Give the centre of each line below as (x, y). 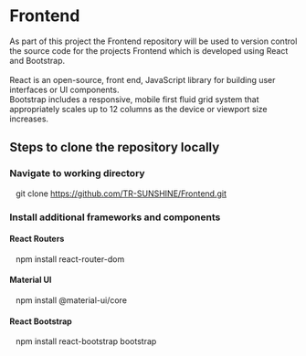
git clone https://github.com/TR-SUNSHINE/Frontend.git (121, 194)
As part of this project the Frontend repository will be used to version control (153, 41)
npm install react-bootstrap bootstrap (86, 341)
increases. (29, 119)
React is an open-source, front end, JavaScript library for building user (142, 79)
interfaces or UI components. (64, 89)
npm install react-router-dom (70, 259)
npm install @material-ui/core (71, 300)
